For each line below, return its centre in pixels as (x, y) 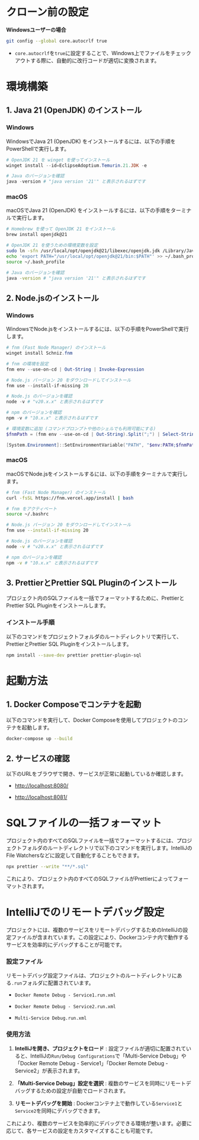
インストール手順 (31, 622)
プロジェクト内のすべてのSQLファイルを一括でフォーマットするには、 (92, 840)
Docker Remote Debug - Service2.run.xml (65, 1007)
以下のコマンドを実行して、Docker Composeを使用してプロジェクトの (92, 720)
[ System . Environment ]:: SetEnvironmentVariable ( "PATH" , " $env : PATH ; (91, 445)
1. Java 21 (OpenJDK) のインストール (74, 110)
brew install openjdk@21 (37, 235)
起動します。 (37, 727)
